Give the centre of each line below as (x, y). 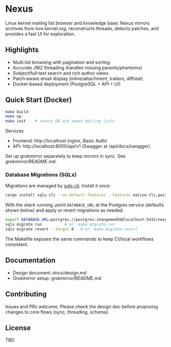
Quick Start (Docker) (39, 100)
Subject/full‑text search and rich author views (60, 73)
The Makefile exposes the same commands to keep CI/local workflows (79, 239)
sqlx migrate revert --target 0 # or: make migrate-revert (72, 229)
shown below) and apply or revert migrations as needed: (64, 210)
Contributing (26, 294)
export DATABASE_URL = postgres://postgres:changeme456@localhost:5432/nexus (87, 220)
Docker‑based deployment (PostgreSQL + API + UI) (67, 84)
